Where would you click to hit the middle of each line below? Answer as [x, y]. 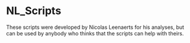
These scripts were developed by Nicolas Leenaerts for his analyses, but [95, 27]
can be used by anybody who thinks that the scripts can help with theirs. [95, 33]
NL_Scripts [34, 11]
